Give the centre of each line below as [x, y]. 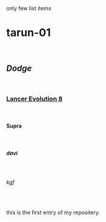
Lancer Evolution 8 [35, 99]
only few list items [29, 8]
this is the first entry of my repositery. [53, 212]
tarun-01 [28, 33]
